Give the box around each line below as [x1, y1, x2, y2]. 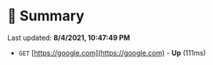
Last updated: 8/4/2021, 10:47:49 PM [7, 33, 131, 42]
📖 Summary [7, 7, 85, 25]
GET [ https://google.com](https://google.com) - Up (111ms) [18, 48, 207, 57]
